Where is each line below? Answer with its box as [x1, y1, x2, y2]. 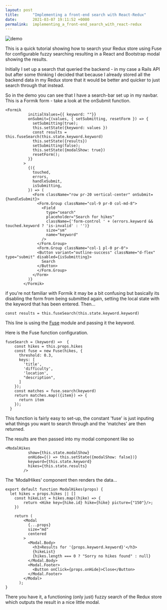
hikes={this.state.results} [27, 464, 87, 469]
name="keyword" [46, 232, 79, 237]
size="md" [27, 527, 49, 532]
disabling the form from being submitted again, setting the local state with [5, 296, 160, 302]
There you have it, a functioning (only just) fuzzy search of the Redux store [5, 594, 162, 600]
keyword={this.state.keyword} [27, 459, 92, 464]
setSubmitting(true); [32, 121, 79, 126]
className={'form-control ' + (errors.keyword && [46, 219, 153, 224]
